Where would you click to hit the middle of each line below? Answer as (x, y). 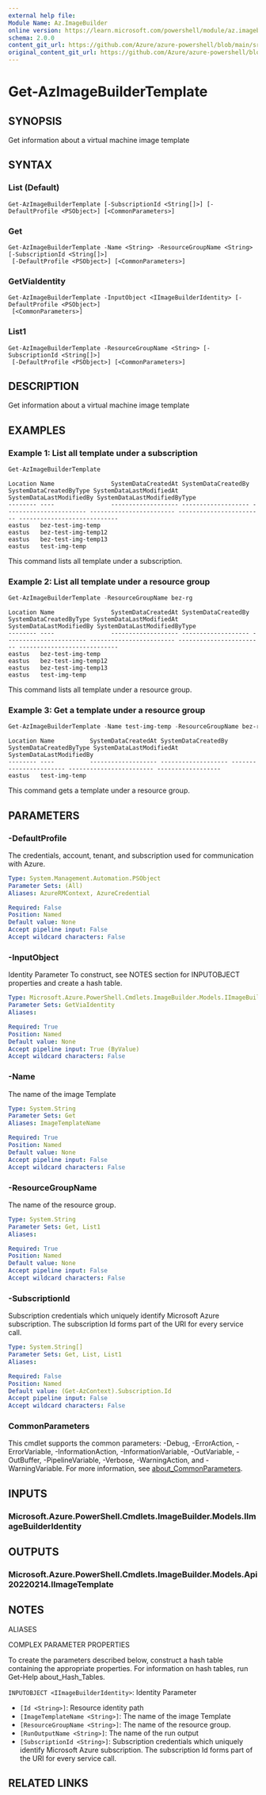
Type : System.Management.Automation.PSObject (84, 878)
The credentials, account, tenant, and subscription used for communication (131, 855)
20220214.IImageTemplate (61, 1585)
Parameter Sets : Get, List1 (55, 1227)
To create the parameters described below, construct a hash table (116, 1660)
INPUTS (28, 1494)
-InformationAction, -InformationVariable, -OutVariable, (145, 1452)
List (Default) (34, 187)
